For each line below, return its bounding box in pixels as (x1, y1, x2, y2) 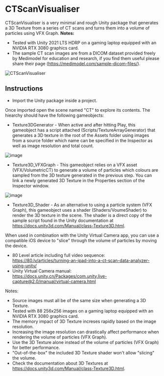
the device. (5, 243, 28, 249)
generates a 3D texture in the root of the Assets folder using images (12, 132, 149, 138)
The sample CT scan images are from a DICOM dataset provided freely (12, 50, 156, 56)
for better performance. (12, 345, 60, 350)
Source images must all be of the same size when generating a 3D (12, 297, 146, 303)
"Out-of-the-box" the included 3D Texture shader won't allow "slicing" (12, 349, 155, 355)
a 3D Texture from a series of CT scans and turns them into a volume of (5, 25, 150, 31)
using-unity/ (12, 262, 37, 269)
